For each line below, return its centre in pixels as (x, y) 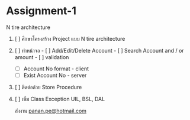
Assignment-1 (41, 11)
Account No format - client (56, 69)
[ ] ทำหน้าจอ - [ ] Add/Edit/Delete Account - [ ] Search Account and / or (99, 50)
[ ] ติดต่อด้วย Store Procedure (48, 87)
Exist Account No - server (55, 75)
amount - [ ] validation (42, 57)
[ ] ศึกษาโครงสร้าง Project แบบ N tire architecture (70, 38)
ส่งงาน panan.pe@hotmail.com (51, 111)
